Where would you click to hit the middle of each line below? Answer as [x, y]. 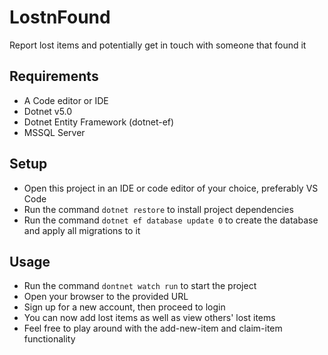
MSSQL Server [54, 132]
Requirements [54, 76]
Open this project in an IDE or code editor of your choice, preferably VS [171, 188]
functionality [49, 339]
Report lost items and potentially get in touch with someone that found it [158, 45]
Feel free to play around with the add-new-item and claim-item [153, 328]
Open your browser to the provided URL [106, 297]
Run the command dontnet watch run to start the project [140, 286]
